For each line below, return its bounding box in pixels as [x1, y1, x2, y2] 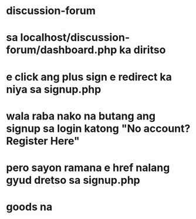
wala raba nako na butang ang [6, 109, 156, 122]
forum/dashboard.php [6, 43, 117, 57]
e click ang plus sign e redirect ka [6, 70, 172, 83]
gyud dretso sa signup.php [6, 173, 140, 187]
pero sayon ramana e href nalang [6, 161, 170, 174]
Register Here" [6, 134, 80, 148]
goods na [6, 200, 53, 214]
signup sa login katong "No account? [6, 122, 191, 135]
